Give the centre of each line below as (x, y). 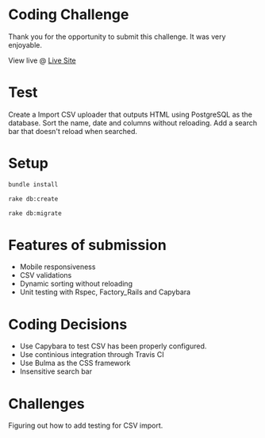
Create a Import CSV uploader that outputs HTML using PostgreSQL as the (130, 114)
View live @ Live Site (42, 60)
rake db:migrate (35, 213)
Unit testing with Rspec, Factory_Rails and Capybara (105, 292)
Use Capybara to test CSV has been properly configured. (113, 346)
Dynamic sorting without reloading (76, 284)
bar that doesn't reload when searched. (73, 131)
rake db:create (33, 199)
